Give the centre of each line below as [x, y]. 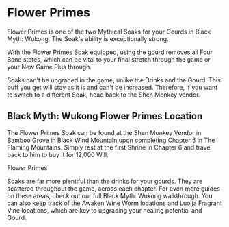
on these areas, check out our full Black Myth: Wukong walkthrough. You [110, 195]
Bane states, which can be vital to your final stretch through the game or [109, 59]
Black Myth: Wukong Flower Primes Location [105, 116]
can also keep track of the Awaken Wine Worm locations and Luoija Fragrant [114, 203]
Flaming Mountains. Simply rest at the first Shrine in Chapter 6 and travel [109, 147]
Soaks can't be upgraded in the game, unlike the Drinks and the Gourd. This [114, 80]
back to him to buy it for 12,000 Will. [58, 154]
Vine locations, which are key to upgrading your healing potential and [105, 210]
